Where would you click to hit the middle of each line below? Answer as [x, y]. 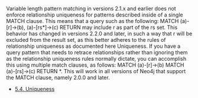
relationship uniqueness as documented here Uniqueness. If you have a [93, 46]
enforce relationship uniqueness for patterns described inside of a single [95, 15]
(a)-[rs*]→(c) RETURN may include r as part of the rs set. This [102, 27]
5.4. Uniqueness [35, 89]
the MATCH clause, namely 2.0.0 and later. [58, 77]
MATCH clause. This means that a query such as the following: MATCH [92, 21]
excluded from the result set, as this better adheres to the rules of [86, 40]
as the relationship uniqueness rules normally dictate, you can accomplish [96, 59]
